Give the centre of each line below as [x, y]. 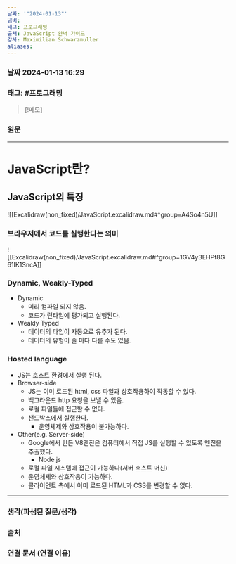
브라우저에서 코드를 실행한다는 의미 [63, 234]
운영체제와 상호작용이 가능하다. [70, 477]
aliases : [20, 46]
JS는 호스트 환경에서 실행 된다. [60, 375]
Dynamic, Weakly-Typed [50, 283]
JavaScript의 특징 [45, 197]
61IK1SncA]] [25, 264]
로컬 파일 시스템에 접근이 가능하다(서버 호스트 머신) [98, 468]
